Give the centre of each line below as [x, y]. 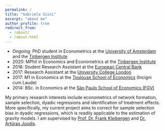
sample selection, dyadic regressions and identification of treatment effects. [83, 102]
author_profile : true [27, 23]
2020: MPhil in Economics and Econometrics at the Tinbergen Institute [84, 62]
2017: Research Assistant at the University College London [72, 72]
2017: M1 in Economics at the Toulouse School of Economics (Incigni [82, 77]
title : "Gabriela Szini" [31, 14]
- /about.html [24, 37]
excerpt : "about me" [26, 19]
